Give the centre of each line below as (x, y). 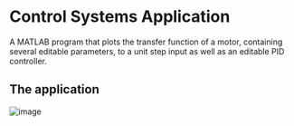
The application (54, 89)
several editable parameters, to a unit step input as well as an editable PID (147, 51)
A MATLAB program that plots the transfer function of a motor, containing (146, 42)
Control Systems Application (120, 17)
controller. (28, 61)
